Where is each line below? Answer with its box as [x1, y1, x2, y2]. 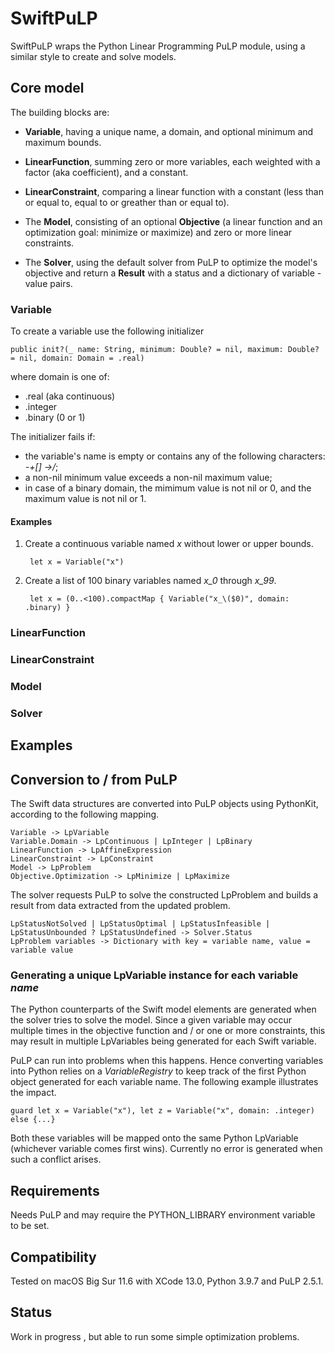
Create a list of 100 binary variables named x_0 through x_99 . [24, 575, 277, 587]
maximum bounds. [24, 136, 102, 148]
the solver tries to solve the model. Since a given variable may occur [10, 1014, 292, 1026]
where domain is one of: [10, 371, 110, 383]
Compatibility [10, 1248, 97, 1266]
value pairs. [24, 277, 73, 289]
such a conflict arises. [10, 1153, 102, 1166]
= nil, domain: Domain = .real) [10, 353, 145, 364]
